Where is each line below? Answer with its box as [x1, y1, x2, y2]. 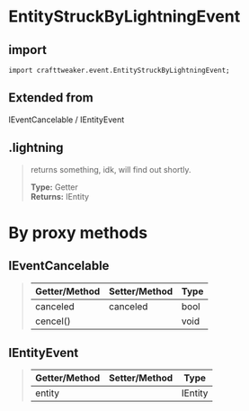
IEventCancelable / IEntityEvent [8, 114, 125, 125]
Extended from [8, 90, 93, 105]
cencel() [34, 315, 71, 327]
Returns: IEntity [30, 191, 90, 201]
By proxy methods [8, 222, 148, 243]
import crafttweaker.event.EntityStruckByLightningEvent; [8, 66, 230, 75]
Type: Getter [30, 182, 78, 192]
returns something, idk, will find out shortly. [30, 164, 191, 174]
